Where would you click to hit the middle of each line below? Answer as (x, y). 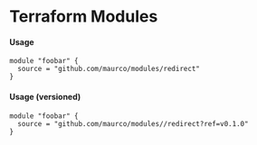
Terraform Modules (84, 17)
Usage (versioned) (45, 96)
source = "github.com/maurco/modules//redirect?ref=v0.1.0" (133, 123)
